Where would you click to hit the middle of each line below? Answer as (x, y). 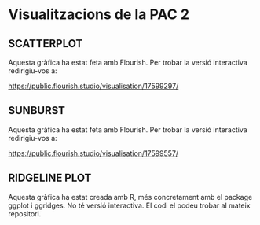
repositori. (25, 213)
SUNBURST (37, 111)
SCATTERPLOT (46, 44)
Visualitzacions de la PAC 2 (99, 15)
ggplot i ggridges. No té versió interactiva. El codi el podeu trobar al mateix (129, 205)
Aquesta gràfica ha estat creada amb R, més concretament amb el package (130, 197)
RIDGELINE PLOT (50, 178)
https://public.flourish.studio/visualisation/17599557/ (93, 153)
